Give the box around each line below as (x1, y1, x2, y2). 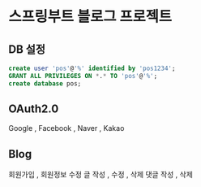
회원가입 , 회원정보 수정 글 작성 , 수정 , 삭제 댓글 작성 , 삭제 (8, 170, 193, 180)
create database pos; (8, 79, 82, 88)
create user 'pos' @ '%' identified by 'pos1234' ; (8, 64, 176, 72)
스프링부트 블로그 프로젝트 (8, 7, 173, 26)
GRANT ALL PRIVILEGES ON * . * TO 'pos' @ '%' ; (8, 72, 158, 80)
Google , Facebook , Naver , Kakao (8, 124, 125, 133)
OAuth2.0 (8, 102, 59, 116)
